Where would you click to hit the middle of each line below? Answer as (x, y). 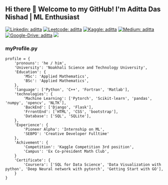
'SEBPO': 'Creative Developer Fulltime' (66, 134)
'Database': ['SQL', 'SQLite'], (58, 116)
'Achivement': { (32, 143)
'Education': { (30, 72)
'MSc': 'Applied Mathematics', (56, 77)
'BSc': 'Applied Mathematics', (56, 81)
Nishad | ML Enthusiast (42, 17)
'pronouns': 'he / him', (40, 64)
